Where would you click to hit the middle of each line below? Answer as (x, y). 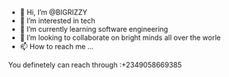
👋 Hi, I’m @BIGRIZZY (53, 12)
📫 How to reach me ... (56, 46)
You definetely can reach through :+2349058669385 (95, 65)
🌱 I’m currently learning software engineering (94, 29)
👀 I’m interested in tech (57, 21)
